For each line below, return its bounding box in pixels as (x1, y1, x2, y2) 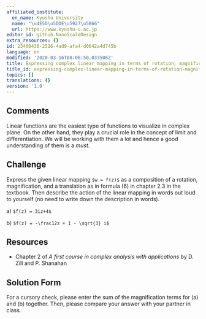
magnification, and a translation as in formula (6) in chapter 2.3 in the (6, 182, 181, 190)
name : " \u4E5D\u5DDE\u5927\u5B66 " (12, 20, 100, 26)
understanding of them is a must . (6, 142, 90, 149)
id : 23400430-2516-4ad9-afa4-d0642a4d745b (6, 44, 116, 50)
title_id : (6, 66, 32, 72)
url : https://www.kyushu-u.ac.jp (12, 26, 97, 33)
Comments (6, 106, 50, 117)
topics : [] (6, 72, 34, 78)
